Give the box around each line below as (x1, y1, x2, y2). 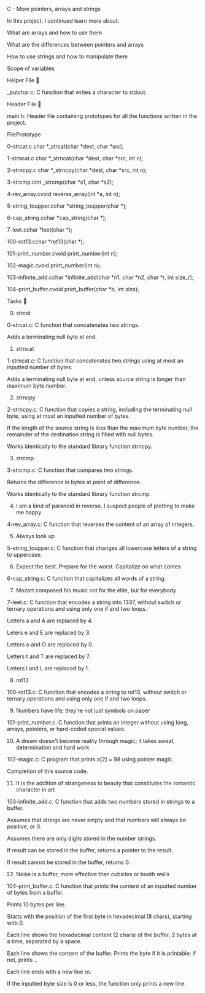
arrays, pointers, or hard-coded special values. (7, 725, 126, 732)
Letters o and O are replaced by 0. (7, 641, 94, 648)
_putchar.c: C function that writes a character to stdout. (7, 88, 147, 96)
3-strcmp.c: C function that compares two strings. (7, 466, 134, 474)
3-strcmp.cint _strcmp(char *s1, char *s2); (7, 178, 114, 186)
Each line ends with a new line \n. (7, 968, 91, 975)
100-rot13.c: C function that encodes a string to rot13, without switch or (7, 688, 187, 696)
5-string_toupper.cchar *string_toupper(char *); (7, 202, 128, 210)
